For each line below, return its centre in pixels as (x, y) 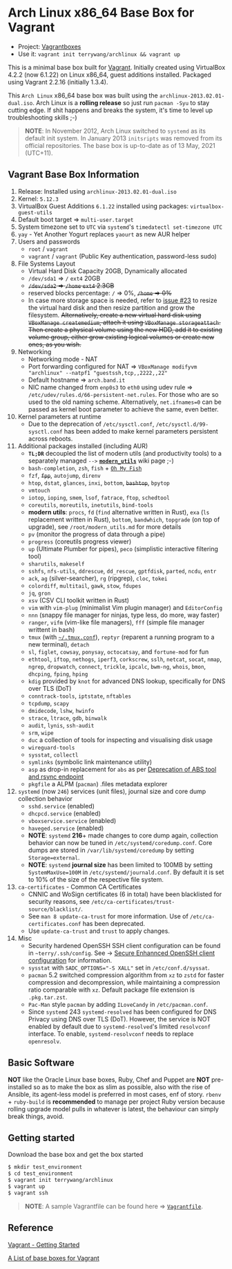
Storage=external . (54, 857)
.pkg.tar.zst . (48, 997)
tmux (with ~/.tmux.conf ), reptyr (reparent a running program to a (121, 637)
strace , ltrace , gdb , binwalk (68, 718)
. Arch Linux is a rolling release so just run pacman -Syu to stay (121, 102)
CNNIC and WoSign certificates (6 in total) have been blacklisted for (125, 894)
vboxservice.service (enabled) (72, 820)
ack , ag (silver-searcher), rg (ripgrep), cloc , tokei (98, 578)
